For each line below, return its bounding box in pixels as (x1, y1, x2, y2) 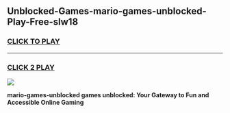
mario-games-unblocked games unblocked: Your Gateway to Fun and (7, 90, 209, 99)
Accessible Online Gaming (7, 98, 84, 106)
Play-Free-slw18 (7, 16, 79, 28)
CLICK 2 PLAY (7, 62, 55, 72)
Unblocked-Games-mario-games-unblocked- (7, 5, 207, 17)
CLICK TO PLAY (7, 37, 60, 47)
